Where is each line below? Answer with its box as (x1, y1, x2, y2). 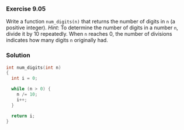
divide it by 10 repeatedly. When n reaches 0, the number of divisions (6, 30, 172, 37)
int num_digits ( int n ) (6, 64, 61, 70)
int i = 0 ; (11, 76, 38, 81)
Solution (6, 52, 31, 60)
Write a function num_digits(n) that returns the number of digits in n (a (6, 18, 175, 25)
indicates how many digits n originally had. (6, 37, 108, 44)
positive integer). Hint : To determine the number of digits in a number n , (6, 24, 178, 31)
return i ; (11, 113, 35, 119)
